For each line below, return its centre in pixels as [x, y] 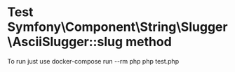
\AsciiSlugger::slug [65, 42]
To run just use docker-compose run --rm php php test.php [93, 61]
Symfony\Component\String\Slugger [117, 27]
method [148, 42]
